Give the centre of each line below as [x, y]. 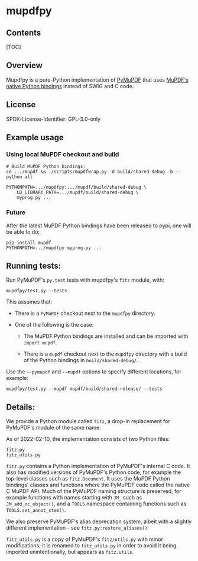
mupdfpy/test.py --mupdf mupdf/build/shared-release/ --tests [84, 389]
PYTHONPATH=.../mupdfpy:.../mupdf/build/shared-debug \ [76, 188]
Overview [25, 65]
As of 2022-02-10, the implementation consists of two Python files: [88, 439]
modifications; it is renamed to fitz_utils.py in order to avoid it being [91, 546]
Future [16, 212]
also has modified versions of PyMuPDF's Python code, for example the [94, 472]
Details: [21, 407]
